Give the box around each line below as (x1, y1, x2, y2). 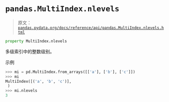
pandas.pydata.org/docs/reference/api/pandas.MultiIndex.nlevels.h (17, 25, 164, 30)
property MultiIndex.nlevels (5, 39, 67, 44)
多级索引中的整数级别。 (5, 48, 54, 54)
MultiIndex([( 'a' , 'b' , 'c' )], (5, 79, 72, 84)
